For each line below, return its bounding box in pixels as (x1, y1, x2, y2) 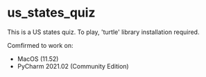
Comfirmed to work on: (7, 41, 74, 49)
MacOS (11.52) (17, 54, 59, 63)
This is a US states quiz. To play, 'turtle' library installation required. (7, 28, 200, 36)
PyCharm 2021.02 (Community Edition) (17, 62, 130, 70)
